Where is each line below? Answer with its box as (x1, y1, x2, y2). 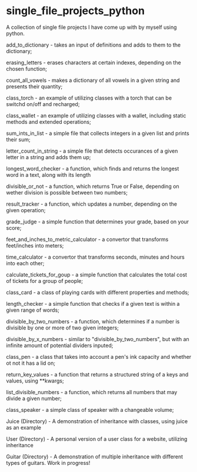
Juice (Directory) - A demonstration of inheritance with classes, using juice (6, 417, 188, 425)
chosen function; (6, 65, 48, 72)
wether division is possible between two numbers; (6, 189, 128, 196)
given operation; (6, 206, 46, 213)
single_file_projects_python (6, 4, 145, 18)
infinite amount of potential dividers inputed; (6, 342, 113, 349)
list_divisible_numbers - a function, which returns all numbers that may (6, 388, 178, 395)
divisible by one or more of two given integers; (6, 324, 119, 331)
